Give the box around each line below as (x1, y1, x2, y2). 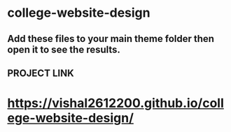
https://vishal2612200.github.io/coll (7, 96, 224, 111)
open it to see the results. (7, 43, 121, 55)
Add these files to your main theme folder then (7, 33, 215, 45)
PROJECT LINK (7, 67, 75, 79)
